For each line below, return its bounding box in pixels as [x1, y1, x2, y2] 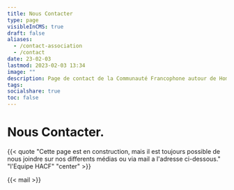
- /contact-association [13, 42, 82, 49]
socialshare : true [7, 88, 61, 95]
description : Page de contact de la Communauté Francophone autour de [7, 74, 217, 82]
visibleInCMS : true [7, 23, 64, 30]
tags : [7, 81, 23, 88]
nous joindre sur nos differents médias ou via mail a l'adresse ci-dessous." [7, 155, 221, 163]
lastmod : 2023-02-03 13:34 [7, 62, 86, 69]
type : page [7, 17, 39, 24]
